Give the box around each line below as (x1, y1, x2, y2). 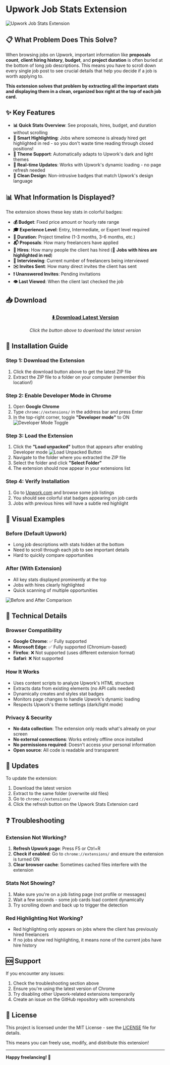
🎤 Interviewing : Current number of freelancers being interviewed (13, 258, 149, 264)
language (13, 178, 33, 184)
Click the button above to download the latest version (29, 327, 141, 334)
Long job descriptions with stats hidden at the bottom (13, 542, 125, 548)
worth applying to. (6, 73, 44, 79)
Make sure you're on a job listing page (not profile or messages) (13, 891, 147, 897)
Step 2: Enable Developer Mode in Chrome (6, 392, 111, 399)
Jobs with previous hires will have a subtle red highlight (13, 500, 129, 506)
